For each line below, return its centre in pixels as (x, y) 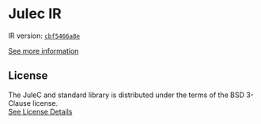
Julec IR (35, 14)
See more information (43, 51)
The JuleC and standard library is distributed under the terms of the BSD (127, 95)
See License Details (40, 111)
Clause (20, 103)
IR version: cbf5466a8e (44, 36)
